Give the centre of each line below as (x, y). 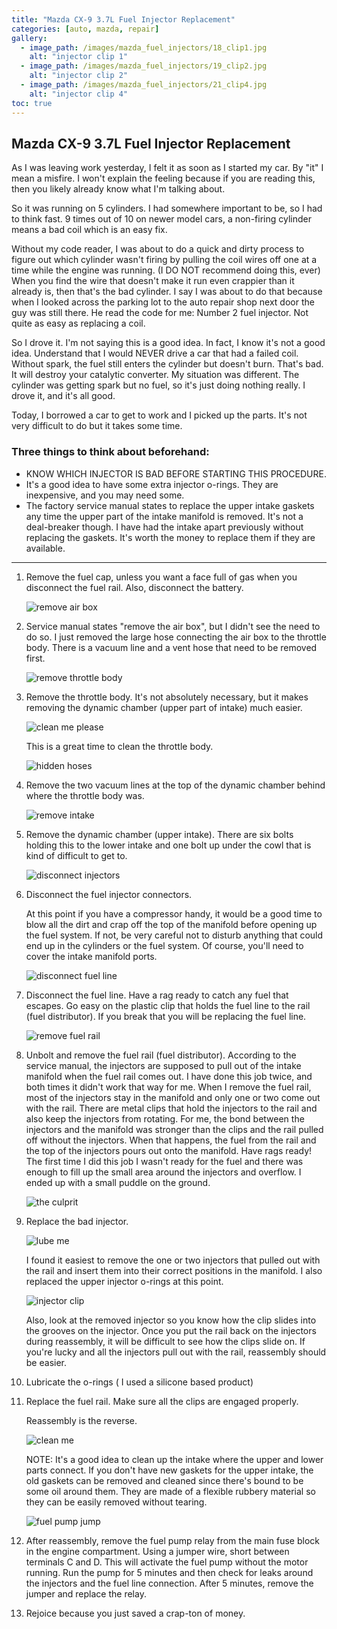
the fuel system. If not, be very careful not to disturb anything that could (174, 935)
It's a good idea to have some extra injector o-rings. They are (152, 484)
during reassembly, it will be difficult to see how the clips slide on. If (165, 1341)
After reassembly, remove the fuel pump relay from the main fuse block (172, 1540)
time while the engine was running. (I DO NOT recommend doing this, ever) (166, 270)
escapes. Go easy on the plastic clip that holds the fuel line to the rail (168, 1005)
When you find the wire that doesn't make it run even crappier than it (153, 281)
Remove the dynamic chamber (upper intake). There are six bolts (159, 834)
